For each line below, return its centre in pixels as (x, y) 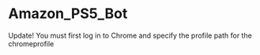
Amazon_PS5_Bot (68, 14)
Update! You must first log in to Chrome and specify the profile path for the (130, 35)
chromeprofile (31, 43)
